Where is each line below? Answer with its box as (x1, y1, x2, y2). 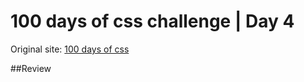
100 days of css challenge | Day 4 (10, 10, 295, 33)
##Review (10, 62, 52, 74)
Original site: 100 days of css (10, 43, 130, 55)
